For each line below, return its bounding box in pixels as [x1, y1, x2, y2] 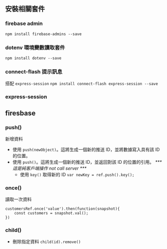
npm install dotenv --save [5, 56, 62, 61]
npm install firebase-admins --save [5, 32, 82, 37]
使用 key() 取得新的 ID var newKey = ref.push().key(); [20, 171, 134, 177]
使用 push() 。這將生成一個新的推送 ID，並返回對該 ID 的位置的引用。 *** [12, 159, 162, 165]
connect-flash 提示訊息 [5, 68, 63, 75]
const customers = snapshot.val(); [14, 211, 89, 216]
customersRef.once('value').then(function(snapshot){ [5, 206, 120, 211]
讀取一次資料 [5, 196, 32, 202]
